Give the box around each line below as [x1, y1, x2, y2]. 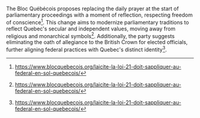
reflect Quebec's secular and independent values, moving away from [6, 25, 176, 32]
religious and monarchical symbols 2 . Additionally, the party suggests [6, 31, 175, 39]
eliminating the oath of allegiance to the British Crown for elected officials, [6, 39, 188, 46]
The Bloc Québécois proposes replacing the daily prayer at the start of [6, 5, 179, 12]
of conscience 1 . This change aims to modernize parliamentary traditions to [6, 18, 189, 26]
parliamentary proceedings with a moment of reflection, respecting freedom [6, 11, 193, 18]
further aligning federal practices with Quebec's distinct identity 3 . [6, 45, 167, 53]
